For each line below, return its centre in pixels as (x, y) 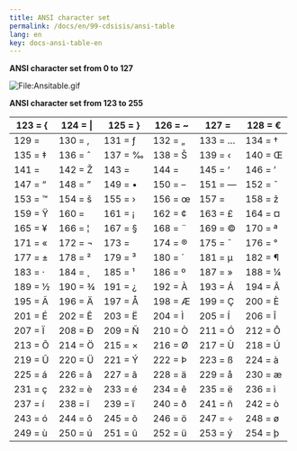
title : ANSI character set (60, 18)
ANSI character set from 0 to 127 (71, 68)
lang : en (26, 34)
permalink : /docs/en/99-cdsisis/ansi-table (92, 26)
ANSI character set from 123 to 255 (76, 104)
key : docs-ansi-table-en (56, 43)
